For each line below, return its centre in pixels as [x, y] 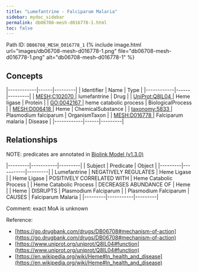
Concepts [25, 76]
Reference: [20, 219]
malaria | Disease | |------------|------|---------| [65, 122]
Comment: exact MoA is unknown [47, 208]
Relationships [32, 140]
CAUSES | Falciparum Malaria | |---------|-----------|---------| [82, 197]
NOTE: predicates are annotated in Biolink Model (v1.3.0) [75, 154]
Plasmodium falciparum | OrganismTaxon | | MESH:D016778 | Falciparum [95, 115]
